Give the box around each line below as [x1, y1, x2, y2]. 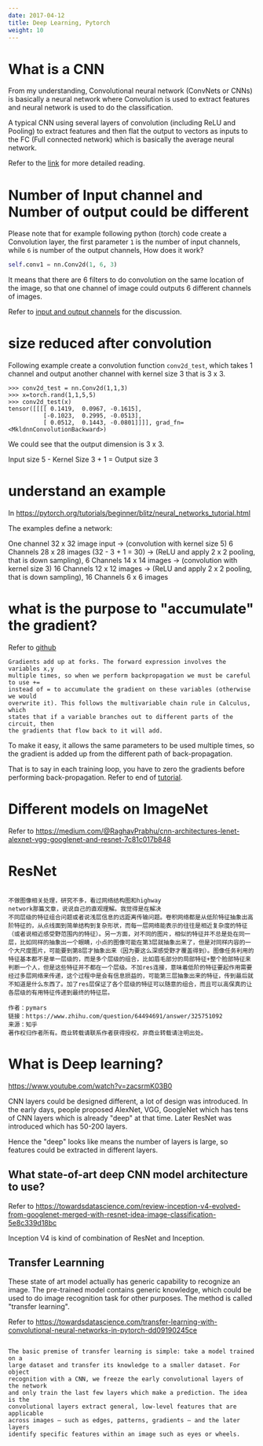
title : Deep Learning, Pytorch [8, 19, 111, 27]
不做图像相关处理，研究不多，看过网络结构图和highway [8, 896, 162, 904]
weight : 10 [8, 26, 44, 34]
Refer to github [8, 643, 57, 652]
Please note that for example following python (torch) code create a [8, 229, 228, 239]
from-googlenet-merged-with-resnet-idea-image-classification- [8, 1210, 217, 1219]
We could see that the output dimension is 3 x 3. [8, 439, 165, 449]
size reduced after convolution [8, 335, 212, 353]
